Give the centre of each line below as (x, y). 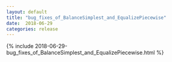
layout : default (27, 12)
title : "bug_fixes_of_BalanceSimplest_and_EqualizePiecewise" (86, 18)
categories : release (32, 29)
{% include (20, 46)
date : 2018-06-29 (29, 23)
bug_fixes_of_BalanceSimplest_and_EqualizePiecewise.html (81, 53)
